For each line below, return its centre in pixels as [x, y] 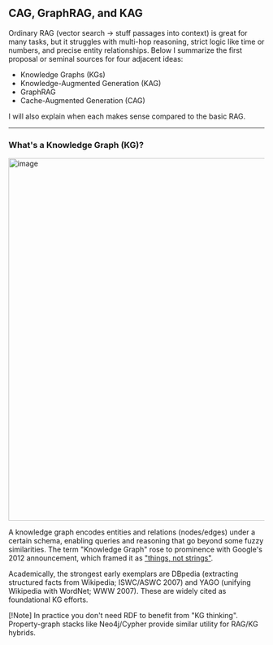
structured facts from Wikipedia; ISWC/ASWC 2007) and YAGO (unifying [130, 582]
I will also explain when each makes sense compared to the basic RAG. [127, 116]
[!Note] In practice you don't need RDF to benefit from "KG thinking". [123, 616]
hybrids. [22, 633]
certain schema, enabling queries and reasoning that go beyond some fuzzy [136, 541]
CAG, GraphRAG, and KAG [76, 13]
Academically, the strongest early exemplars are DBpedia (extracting [123, 574]
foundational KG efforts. [48, 600]
